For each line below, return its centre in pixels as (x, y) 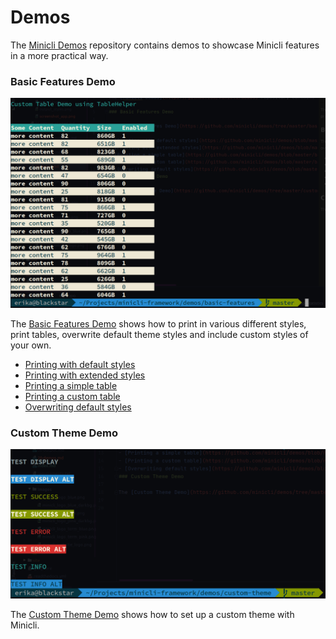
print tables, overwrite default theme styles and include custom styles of (159, 334)
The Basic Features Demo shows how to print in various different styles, (158, 323)
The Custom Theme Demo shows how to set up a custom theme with (152, 614)
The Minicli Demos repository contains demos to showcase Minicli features (165, 45)
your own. (31, 345)
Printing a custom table (72, 396)
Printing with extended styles (85, 375)
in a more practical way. (59, 55)
